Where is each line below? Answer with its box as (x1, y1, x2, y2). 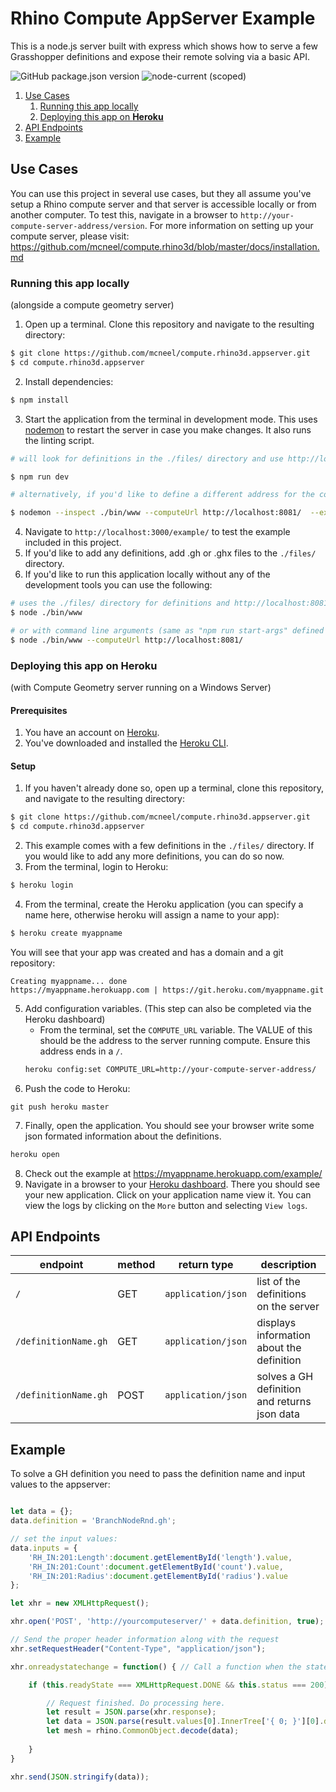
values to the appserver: (10, 1478, 111, 1491)
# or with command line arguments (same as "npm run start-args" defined (10, 625, 325, 636)
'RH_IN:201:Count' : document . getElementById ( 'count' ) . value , (28, 1562, 284, 1572)
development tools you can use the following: (24, 579, 213, 591)
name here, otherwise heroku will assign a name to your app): (24, 909, 280, 921)
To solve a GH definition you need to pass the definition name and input (10, 1468, 306, 1480)
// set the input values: (10, 1534, 118, 1544)
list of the (256, 1275, 301, 1289)
